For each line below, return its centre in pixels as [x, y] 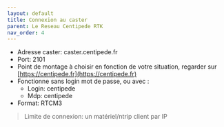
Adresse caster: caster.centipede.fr [68, 52]
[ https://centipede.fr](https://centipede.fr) [77, 74]
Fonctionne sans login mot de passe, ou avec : [83, 81]
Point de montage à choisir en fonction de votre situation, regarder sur [117, 67]
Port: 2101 [31, 60]
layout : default [30, 13]
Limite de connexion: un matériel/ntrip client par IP [95, 117]
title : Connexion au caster [48, 20]
